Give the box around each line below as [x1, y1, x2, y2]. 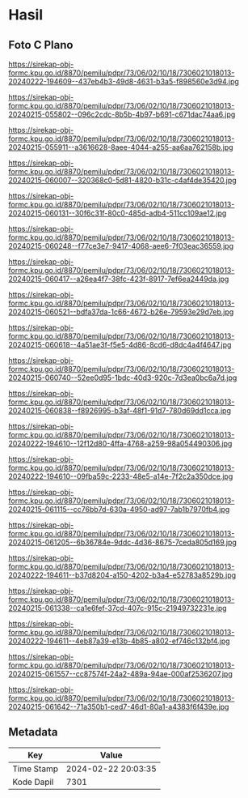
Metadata [8, 725, 58, 739]
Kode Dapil [12, 776, 54, 787]
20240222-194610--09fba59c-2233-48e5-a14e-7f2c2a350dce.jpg [8, 472, 233, 481]
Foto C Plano [8, 38, 74, 52]
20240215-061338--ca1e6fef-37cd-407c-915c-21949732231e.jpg [8, 604, 228, 612]
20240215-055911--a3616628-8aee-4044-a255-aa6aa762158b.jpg [8, 143, 233, 151]
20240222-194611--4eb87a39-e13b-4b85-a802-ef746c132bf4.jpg [8, 636, 230, 646]
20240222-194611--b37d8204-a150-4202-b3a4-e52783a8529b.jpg [8, 570, 237, 580]
